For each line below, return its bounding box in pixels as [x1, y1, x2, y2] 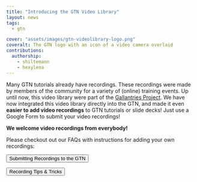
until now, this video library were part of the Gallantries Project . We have [6, 94, 185, 101]
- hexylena [17, 64, 44, 70]
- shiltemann [17, 58, 50, 65]
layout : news [6, 14, 39, 20]
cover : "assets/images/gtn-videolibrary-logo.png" [6, 37, 136, 43]
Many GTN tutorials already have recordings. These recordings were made [6, 80, 191, 88]
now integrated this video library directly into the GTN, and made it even [6, 100, 184, 107]
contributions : [6, 47, 44, 54]
